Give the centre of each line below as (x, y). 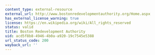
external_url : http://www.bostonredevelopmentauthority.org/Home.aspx (78, 14)
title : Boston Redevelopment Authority (45, 32)
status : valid (19, 27)
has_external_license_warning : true (42, 18)
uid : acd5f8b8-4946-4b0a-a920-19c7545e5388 (50, 36)
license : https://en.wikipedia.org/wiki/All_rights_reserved (68, 23)
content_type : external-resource (39, 9)
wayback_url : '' (21, 45)
